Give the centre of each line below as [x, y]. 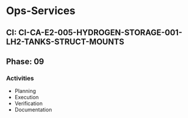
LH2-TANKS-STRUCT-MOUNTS [65, 41]
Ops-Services [41, 11]
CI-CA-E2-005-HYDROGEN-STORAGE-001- [100, 33]
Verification [28, 103]
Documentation [33, 110]
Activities [20, 78]
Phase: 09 [25, 61]
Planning [25, 91]
